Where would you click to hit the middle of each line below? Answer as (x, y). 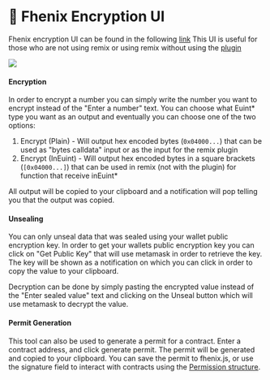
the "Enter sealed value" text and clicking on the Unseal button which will (131, 296)
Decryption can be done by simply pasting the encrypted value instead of (131, 287)
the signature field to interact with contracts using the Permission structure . (135, 367)
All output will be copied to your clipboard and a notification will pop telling (133, 192)
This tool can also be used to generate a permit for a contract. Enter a (125, 341)
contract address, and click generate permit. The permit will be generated (132, 349)
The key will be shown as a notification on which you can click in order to (131, 262)
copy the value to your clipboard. (64, 271)
